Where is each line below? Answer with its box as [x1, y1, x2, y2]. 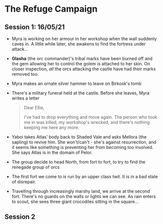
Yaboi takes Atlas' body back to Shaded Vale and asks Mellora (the [11, 134, 147, 140]
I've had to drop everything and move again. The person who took [23, 114, 158, 120]
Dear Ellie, [23, 105, 45, 110]
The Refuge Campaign [4, 3, 98, 15]
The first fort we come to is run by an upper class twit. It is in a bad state [11, 174, 158, 179]
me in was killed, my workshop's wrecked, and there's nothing [23, 120, 150, 125]
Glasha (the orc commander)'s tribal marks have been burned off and [11, 56, 153, 61]
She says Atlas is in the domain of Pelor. [11, 150, 93, 155]
